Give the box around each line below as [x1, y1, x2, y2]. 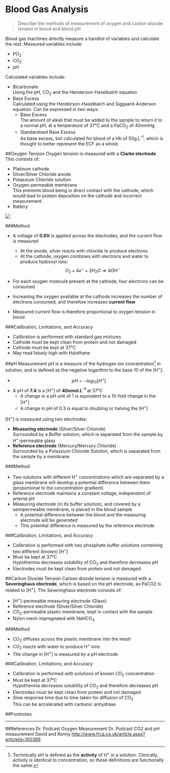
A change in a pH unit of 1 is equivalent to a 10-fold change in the [20, 393, 156, 399]
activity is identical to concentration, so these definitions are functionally [12, 757, 164, 763]
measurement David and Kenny [5, 731, 71, 737]
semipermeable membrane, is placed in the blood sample [12, 506, 133, 512]
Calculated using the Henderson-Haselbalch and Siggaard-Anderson [12, 101, 156, 107]
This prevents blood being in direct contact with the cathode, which [12, 187, 154, 193]
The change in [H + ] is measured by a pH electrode [12, 650, 118, 657]
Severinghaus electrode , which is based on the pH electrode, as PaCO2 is [5, 581, 161, 587]
